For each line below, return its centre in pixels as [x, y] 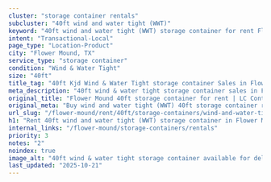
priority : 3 [28, 135]
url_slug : [25, 114]
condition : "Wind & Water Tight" [65, 68]
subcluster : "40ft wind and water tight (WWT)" [90, 23]
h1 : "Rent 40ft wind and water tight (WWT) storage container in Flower [133, 121]
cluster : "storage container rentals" [73, 16]
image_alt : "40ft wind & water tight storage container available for [129, 158]
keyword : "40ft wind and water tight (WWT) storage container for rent [131, 31]
